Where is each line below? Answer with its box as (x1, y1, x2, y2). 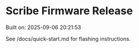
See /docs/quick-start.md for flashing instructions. (5, 35, 131, 42)
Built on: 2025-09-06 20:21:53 (5, 24, 82, 31)
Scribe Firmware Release (5, 4, 133, 18)
